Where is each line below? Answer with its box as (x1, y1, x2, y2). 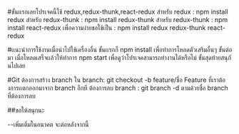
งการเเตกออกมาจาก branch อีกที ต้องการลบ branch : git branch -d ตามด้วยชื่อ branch (7, 83, 228, 92)
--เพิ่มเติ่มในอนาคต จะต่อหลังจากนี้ (7, 120, 89, 128)
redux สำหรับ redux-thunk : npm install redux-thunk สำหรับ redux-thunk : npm (7, 16, 228, 24)
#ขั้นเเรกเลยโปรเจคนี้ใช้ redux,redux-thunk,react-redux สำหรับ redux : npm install (7, 8, 228, 16)
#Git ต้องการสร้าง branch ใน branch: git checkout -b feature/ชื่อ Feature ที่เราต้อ (7, 76, 226, 84)
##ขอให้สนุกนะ (7, 106, 45, 114)
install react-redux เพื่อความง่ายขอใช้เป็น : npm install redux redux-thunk (7, 24, 206, 32)
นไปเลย (7, 61, 26, 70)
